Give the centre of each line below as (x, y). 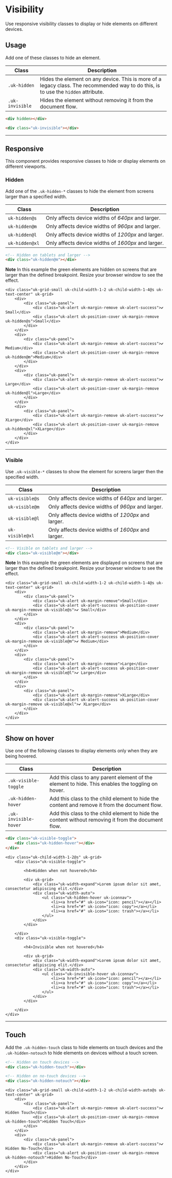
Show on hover (30, 738)
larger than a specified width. (36, 197)
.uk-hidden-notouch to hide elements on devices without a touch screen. (82, 1053)
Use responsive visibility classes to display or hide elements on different (81, 24)
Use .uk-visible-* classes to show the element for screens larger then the (84, 471)
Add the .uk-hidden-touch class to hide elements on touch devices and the (84, 1047)
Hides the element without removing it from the (97, 100)
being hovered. (21, 756)
